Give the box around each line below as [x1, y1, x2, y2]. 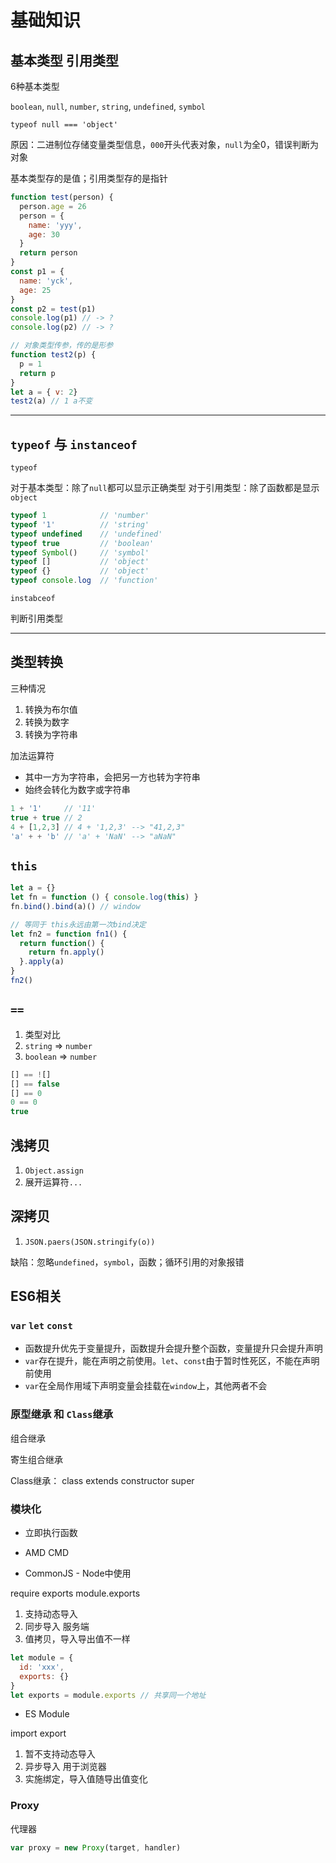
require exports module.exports [10, 1587, 141, 1600]
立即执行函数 [24, 1527, 78, 1539]
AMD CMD [24, 1547, 70, 1559]
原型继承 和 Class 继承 [10, 1407, 114, 1421]
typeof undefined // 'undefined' [10, 529, 163, 539]
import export [10, 1727, 67, 1740]
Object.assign [24, 1166, 84, 1176]
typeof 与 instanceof [10, 436, 138, 453]
